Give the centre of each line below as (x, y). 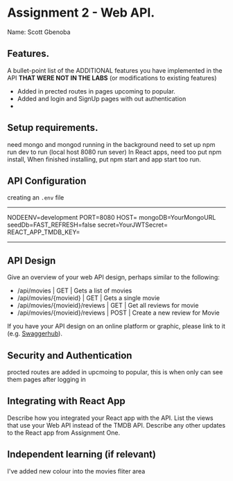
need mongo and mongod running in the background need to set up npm (111, 144)
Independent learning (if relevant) (81, 454)
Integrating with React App (67, 401)
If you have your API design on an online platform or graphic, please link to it (116, 326)
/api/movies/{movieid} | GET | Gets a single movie (88, 298)
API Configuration (47, 181)
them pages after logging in (47, 379)
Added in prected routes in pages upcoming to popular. (96, 91)
